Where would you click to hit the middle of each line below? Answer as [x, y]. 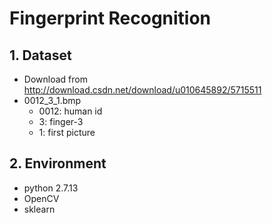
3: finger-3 [61, 121]
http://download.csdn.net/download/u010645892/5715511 [142, 90]
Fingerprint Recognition [110, 18]
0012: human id [70, 111]
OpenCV [41, 198]
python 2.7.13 [51, 188]
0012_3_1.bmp [52, 100]
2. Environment [58, 163]
